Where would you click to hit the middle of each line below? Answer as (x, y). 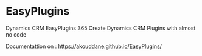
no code (16, 34)
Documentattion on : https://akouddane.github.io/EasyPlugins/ (84, 46)
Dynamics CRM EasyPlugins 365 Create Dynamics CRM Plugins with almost (101, 28)
